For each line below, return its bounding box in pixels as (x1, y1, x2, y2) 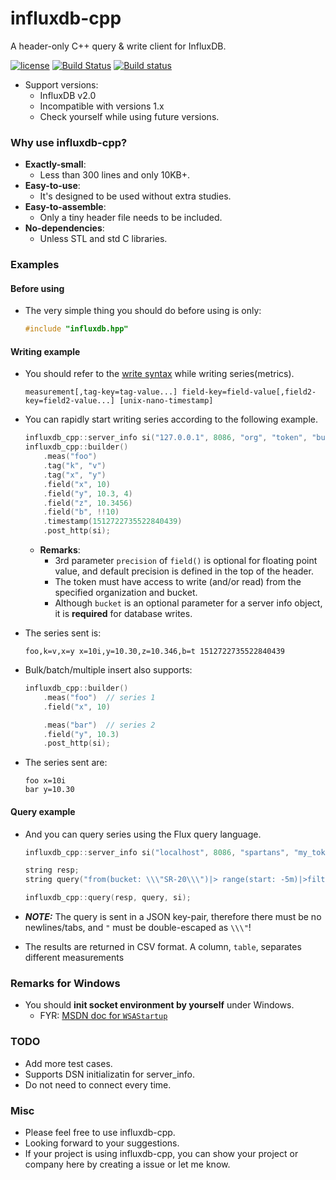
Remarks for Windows (10, 976, 121, 990)
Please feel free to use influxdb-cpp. (24, 1126, 176, 1138)
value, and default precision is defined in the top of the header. (54, 565, 314, 577)
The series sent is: (24, 627, 102, 639)
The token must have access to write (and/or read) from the (54, 576, 302, 588)
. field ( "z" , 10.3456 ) (43, 498, 133, 508)
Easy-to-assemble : (24, 201, 107, 213)
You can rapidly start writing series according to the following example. (24, 413, 319, 426)
